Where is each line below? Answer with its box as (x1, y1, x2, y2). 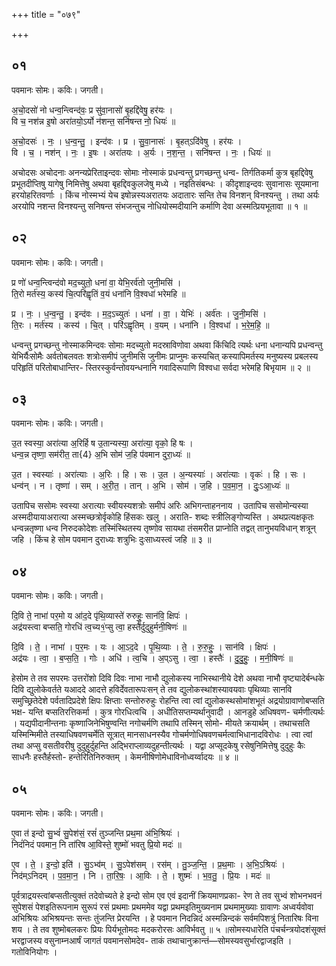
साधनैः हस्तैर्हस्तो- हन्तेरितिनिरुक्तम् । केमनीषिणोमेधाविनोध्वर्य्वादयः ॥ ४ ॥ (11, 751, 239, 763)
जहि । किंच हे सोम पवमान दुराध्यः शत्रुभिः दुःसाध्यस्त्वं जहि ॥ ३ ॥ (11, 534, 212, 546)
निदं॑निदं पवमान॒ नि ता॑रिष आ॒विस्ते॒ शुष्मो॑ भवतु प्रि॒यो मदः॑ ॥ (11, 839, 182, 851)
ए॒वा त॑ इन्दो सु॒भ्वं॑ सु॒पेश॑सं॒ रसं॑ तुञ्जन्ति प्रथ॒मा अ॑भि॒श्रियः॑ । (11, 827, 181, 839)
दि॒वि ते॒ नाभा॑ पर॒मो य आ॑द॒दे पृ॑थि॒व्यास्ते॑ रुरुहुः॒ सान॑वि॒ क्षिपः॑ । (11, 610, 189, 622)
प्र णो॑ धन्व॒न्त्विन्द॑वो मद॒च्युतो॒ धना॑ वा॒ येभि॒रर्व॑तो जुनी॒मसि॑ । (11, 276, 182, 288)
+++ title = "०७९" (11, 9, 81, 20)
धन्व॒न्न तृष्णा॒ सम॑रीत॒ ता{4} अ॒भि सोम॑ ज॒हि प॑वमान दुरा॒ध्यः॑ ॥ (11, 449, 191, 461)
